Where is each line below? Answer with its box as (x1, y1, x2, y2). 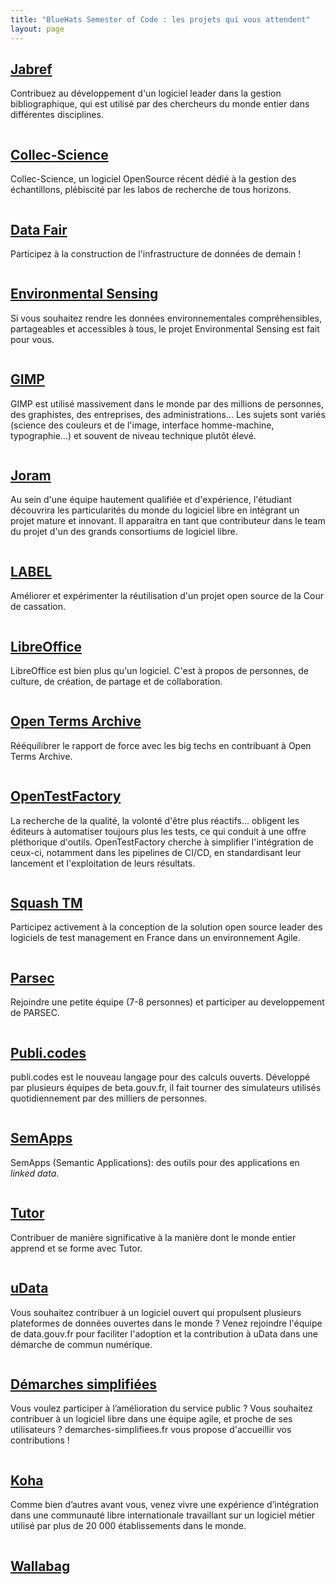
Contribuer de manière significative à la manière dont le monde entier (10, 1231, 297, 1243)
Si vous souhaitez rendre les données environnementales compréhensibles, (10, 312, 322, 324)
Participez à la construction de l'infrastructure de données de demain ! (10, 247, 302, 260)
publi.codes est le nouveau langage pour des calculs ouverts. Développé (10, 1071, 311, 1083)
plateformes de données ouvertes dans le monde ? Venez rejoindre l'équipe (10, 1317, 323, 1329)
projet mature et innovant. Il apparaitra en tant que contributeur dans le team (10, 515, 326, 527)
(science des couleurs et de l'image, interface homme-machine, (10, 419, 275, 431)
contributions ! (10, 1434, 70, 1446)
